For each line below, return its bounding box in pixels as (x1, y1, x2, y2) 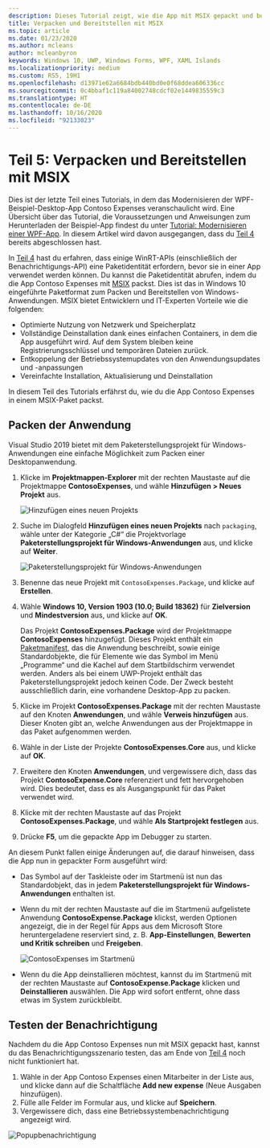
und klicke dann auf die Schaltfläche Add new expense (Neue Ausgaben (19, 1080, 262, 1090)
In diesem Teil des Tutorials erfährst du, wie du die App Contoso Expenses (8, 387, 255, 396)
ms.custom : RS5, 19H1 (8, 72, 81, 80)
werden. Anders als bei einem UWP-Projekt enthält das (19, 668, 202, 678)
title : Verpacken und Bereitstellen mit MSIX (8, 19, 163, 27)
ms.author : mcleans (8, 42, 74, 50)
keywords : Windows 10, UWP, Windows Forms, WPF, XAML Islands (8, 57, 221, 65)
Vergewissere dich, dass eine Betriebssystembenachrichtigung (19, 1106, 229, 1116)
